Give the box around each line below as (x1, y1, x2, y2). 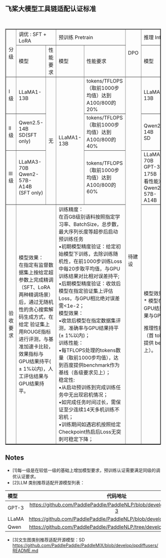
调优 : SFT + (19, 31, 47, 38)
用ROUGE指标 (19, 328, 51, 335)
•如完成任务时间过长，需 (58, 398, 116, 405)
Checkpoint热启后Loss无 (58, 428, 117, 435)
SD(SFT (19, 131, 37, 138)
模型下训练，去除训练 (63, 250, 114, 257)
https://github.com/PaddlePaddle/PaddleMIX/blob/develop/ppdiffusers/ (12, 542, 159, 548)
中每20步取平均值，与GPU (58, 265, 121, 272)
